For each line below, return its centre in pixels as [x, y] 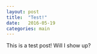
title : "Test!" [27, 17]
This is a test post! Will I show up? [48, 46]
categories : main [28, 28]
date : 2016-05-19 [31, 23]
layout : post [23, 12]
